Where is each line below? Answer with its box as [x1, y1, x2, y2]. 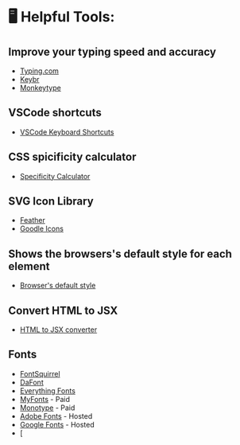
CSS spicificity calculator [8, 150, 137, 164]
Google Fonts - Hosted [19, 420, 95, 429]
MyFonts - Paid [19, 394, 70, 404]
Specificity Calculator [19, 171, 91, 181]
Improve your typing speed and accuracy [8, 45, 217, 58]
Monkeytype [19, 83, 61, 92]
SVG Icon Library [8, 194, 94, 209]
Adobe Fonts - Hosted [19, 411, 93, 420]
